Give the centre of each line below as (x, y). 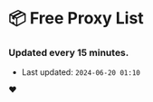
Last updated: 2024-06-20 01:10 (81, 72)
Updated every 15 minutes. (69, 53)
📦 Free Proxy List (76, 19)
